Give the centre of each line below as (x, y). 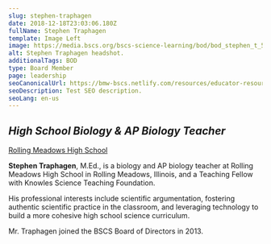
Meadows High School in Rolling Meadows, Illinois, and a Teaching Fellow (131, 175)
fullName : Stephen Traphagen (57, 31)
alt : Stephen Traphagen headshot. (67, 53)
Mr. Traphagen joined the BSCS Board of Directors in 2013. (106, 231)
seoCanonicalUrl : (38, 83)
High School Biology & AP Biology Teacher (117, 131)
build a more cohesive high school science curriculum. (99, 216)
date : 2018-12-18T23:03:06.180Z (63, 23)
